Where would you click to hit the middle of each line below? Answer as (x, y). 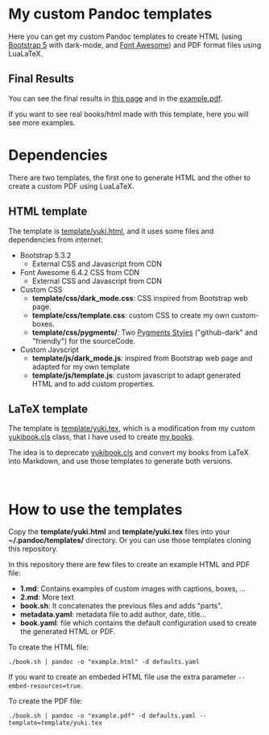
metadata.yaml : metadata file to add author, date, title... (113, 615)
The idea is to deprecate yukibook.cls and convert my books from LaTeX (129, 453)
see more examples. (42, 123)
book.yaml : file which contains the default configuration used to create (138, 623)
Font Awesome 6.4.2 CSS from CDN (80, 272)
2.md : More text (47, 597)
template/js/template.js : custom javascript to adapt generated (137, 375)
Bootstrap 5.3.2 (46, 255)
